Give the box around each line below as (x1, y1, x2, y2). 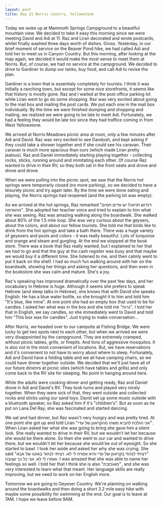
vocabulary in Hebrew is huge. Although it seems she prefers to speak (5, 283, 145, 289)
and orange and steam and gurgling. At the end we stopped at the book (5, 238, 147, 244)
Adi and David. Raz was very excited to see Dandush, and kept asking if (5, 136, 148, 142)
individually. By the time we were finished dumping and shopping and (5, 106, 144, 112)
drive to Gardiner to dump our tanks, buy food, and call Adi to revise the (5, 66, 148, 72)
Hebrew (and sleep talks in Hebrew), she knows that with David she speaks (5, 288, 155, 294)
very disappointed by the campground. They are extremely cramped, (5, 334, 143, 340)
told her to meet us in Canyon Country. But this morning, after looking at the (5, 50, 156, 56)
